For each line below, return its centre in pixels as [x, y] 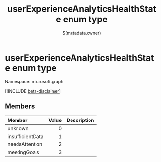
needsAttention [25, 144]
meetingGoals [24, 152]
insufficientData [26, 136]
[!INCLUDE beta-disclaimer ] [33, 91]
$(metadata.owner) [82, 33]
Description [80, 120]
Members [20, 107]
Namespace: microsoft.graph [34, 81]
